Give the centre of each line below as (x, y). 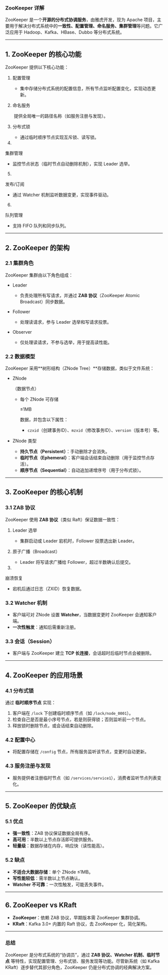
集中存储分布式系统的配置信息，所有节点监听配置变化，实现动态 (85, 89)
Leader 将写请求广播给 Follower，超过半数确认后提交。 (76, 562)
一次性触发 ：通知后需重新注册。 (45, 627)
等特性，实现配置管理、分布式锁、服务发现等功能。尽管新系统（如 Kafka (85, 961)
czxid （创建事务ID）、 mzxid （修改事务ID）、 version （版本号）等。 (94, 430)
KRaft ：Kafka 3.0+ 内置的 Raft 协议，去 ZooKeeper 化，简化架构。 (81, 924)
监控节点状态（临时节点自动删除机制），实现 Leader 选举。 (72, 164)
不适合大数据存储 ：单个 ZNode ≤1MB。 (53, 872)
